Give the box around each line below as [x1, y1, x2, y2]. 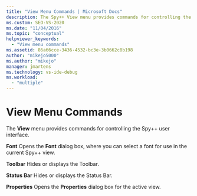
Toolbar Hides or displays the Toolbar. [6, 160, 99, 167]
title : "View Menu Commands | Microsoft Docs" [6, 8, 123, 15]
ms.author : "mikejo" [6, 58, 57, 64]
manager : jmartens [6, 63, 51, 70]
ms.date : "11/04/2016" [6, 25, 62, 31]
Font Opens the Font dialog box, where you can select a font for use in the [6, 142, 188, 149]
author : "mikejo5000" [6, 53, 60, 58]
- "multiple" [11, 80, 44, 86]
